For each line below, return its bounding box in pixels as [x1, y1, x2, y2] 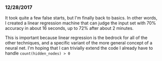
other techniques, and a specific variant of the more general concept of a [5, 40, 153, 46]
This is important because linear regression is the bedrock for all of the [5, 35, 148, 41]
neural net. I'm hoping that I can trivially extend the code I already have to [5, 45, 153, 51]
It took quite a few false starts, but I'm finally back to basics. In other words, [5, 15, 158, 21]
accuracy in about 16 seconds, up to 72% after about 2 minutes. [5, 25, 134, 31]
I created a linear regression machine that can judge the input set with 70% [5, 20, 156, 26]
